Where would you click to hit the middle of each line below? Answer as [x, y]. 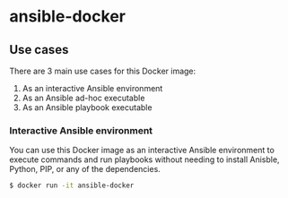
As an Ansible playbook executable [87, 108]
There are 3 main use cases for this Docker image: [103, 71]
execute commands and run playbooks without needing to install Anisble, [144, 159]
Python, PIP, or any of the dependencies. [85, 169]
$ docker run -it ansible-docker [72, 185]
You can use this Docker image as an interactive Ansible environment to [142, 151]
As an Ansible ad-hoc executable [83, 98]
